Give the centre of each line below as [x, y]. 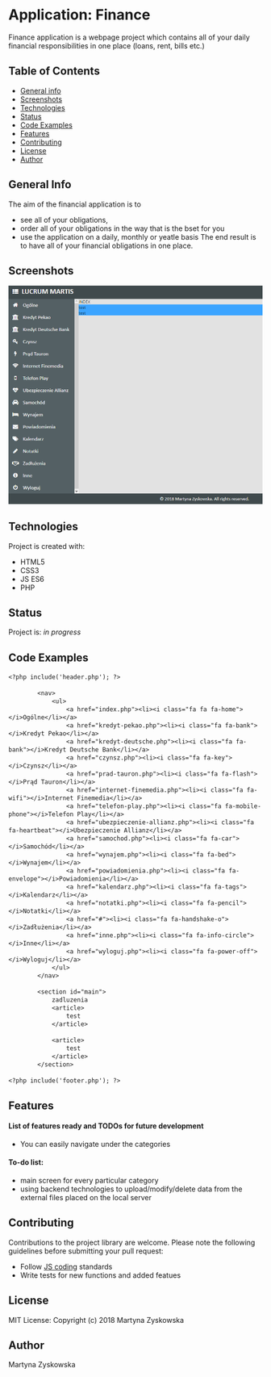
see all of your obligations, [64, 220]
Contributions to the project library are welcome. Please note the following [132, 1242]
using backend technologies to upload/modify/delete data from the [131, 1189]
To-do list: [26, 1162]
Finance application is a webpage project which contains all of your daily [129, 37]
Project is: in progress [45, 632]
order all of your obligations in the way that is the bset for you [122, 228]
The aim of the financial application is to [75, 204]
